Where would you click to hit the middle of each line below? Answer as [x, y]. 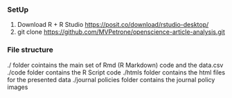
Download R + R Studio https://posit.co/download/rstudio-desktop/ [113, 25]
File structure [30, 50]
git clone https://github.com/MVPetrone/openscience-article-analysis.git [121, 32]
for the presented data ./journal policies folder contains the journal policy [111, 79]
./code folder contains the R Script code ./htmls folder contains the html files [116, 72]
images [18, 87]
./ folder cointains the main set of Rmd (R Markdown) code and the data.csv [115, 65]
